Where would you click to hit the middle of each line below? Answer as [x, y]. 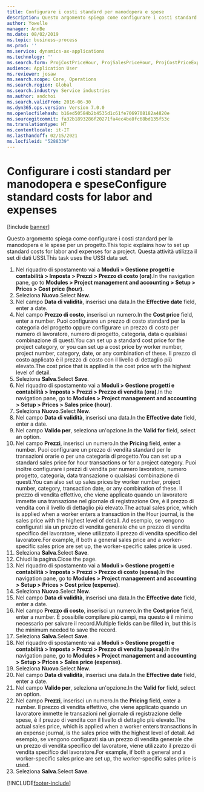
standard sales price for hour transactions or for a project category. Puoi [106, 462]
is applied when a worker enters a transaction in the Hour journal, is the [105, 514]
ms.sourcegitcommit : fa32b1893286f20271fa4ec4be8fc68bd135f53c [88, 119]
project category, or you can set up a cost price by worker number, [99, 346]
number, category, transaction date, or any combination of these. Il [99, 488]
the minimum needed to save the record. [66, 630]
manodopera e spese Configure [87, 184]
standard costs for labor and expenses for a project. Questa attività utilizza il [102, 251]
